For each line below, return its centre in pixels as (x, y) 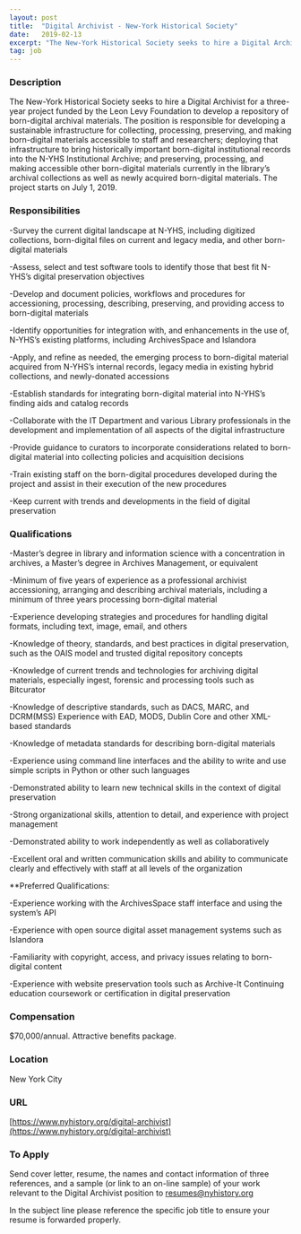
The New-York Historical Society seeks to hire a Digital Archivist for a (137, 102)
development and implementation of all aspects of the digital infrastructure (147, 430)
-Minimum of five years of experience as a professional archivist (128, 580)
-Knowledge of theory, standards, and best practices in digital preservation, (149, 644)
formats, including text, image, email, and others (99, 626)
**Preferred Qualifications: (60, 886)
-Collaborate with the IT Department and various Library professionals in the (150, 420)
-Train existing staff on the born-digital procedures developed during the (143, 474)
